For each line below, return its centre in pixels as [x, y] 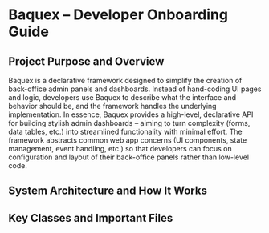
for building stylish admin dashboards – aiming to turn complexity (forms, [129, 123]
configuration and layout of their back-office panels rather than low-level [129, 157]
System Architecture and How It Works [108, 191]
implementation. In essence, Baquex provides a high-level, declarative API [131, 114]
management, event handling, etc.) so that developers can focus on [120, 149]
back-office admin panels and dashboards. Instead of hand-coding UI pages [135, 89]
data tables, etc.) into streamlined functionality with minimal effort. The [125, 131]
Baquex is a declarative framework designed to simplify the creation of [125, 80]
